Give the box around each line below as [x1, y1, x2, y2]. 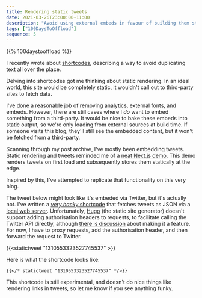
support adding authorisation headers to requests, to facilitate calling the [6, 214, 187, 221]
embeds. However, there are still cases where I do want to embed [6, 108, 169, 116]
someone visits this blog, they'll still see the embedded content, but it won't [6, 128, 194, 135]
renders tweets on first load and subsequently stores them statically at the [6, 158, 191, 166]
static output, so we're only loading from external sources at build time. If [6, 121, 188, 128]
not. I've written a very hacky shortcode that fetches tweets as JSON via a [6, 201, 191, 208]
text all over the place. [6, 66, 61, 73]
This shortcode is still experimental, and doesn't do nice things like [6, 278, 172, 286]
